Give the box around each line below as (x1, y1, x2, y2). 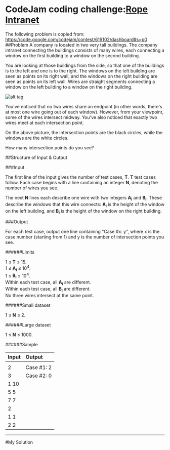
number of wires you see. (5, 185, 59, 191)
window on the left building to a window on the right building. (5, 84, 133, 90)
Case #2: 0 (25, 372, 52, 379)
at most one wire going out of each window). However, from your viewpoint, (5, 109, 164, 115)
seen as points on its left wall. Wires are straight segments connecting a (5, 78, 155, 85)
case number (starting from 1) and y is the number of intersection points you (5, 234, 164, 240)
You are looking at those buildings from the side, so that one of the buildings (5, 62, 164, 68)
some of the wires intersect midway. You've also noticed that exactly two (5, 114, 158, 120)
